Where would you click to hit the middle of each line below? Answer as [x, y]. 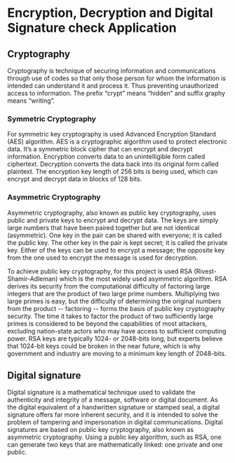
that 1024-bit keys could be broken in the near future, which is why [104, 345]
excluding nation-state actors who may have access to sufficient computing [117, 331]
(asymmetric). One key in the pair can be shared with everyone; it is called [115, 235]
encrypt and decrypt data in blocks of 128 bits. [75, 179]
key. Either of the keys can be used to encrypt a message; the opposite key [116, 250]
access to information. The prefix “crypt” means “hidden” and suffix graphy [116, 93]
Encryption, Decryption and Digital [110, 13]
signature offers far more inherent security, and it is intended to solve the [113, 415]
